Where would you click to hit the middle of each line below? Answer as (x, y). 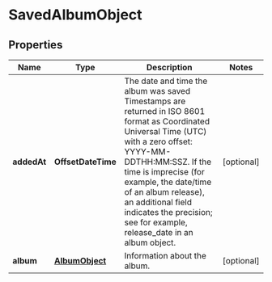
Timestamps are (155, 101)
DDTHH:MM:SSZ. (157, 162)
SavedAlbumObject (76, 15)
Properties (36, 45)
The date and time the (166, 81)
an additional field (158, 202)
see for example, (156, 222)
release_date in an (159, 232)
